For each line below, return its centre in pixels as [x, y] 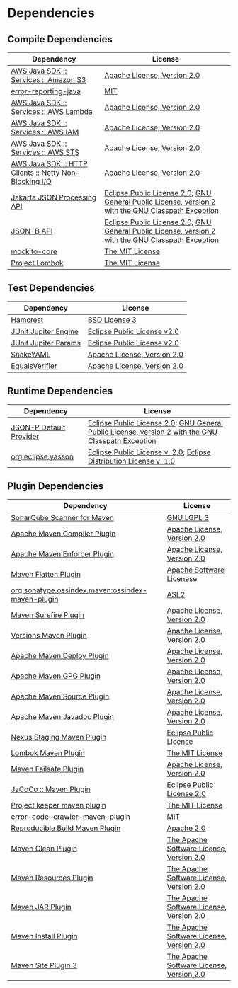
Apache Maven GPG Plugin [56, 676]
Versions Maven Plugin [49, 636]
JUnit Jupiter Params [46, 343]
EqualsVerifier [34, 366]
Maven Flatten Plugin [46, 575]
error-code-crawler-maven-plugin [71, 817]
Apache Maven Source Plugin [60, 696]
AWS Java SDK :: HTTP [50, 164]
